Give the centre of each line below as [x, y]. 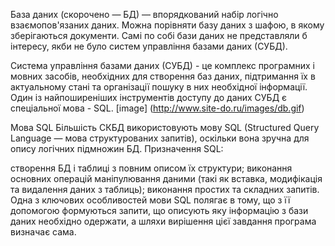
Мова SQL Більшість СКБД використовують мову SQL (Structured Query [165, 127]
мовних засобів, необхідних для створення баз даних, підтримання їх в [163, 76]
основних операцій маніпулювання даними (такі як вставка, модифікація [166, 178]
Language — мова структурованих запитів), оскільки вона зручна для [160, 138]
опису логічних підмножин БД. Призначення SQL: [117, 148]
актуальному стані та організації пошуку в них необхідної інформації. [159, 87]
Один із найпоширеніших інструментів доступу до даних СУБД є [149, 97]
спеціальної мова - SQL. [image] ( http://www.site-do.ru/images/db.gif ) [157, 108]
